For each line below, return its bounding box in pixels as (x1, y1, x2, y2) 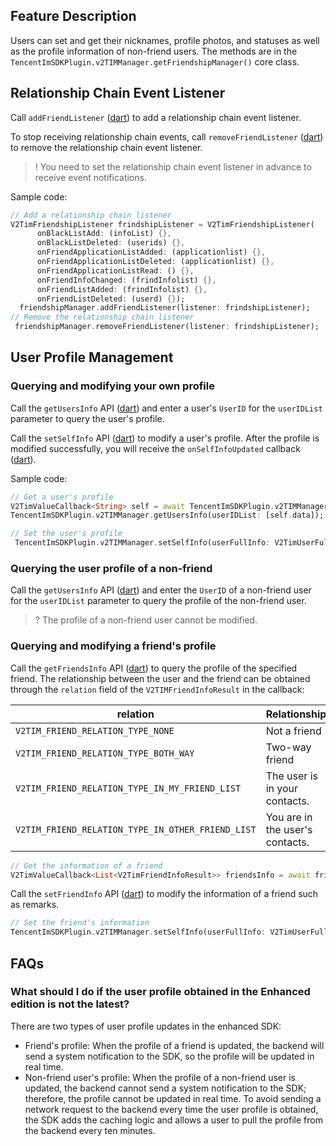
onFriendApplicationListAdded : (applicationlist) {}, (36, 247, 267, 258)
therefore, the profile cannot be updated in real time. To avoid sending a (24, 1092, 322, 1104)
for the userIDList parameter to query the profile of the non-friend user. (10, 595, 307, 607)
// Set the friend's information (10, 918, 150, 928)
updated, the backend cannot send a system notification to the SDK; (24, 1082, 307, 1094)
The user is (265, 769, 318, 783)
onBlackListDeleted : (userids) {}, (36, 238, 186, 248)
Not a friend (265, 724, 322, 738)
